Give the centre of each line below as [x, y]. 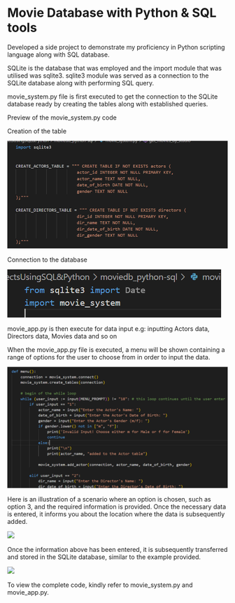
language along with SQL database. [58, 55]
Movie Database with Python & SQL [112, 13]
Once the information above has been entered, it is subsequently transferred [117, 550]
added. [17, 522]
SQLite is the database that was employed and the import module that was [115, 68]
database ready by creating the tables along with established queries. [108, 104]
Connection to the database [47, 260]
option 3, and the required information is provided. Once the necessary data [117, 507]
